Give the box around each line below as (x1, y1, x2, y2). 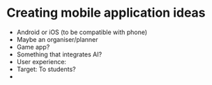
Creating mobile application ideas (6, 5, 206, 21)
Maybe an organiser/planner (16, 35, 98, 43)
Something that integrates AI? (16, 50, 103, 59)
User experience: (16, 57, 67, 65)
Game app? (16, 42, 50, 51)
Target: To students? (16, 65, 76, 73)
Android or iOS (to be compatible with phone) (16, 28, 148, 36)
